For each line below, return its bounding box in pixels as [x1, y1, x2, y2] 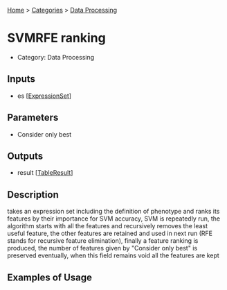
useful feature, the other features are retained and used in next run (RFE [7, 229, 213, 238]
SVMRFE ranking [7, 31, 106, 46]
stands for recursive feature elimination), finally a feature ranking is [7, 237, 199, 245]
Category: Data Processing [17, 53, 95, 61]
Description [7, 189, 59, 201]
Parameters [7, 112, 59, 123]
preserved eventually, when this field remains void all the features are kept [7, 251, 219, 259]
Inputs [7, 73, 36, 85]
